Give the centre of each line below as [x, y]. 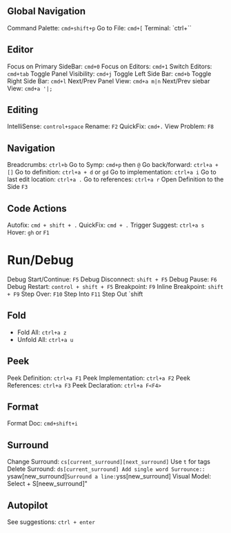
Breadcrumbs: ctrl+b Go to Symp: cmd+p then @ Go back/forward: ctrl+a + [113, 165]
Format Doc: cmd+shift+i [42, 423]
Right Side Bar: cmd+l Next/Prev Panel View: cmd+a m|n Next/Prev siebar [109, 81]
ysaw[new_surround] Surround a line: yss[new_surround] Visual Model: [109, 476]
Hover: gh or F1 [28, 232]
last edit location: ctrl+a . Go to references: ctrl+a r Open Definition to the [115, 179]
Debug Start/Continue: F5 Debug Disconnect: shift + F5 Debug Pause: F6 [112, 279]
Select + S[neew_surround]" [48, 484]
